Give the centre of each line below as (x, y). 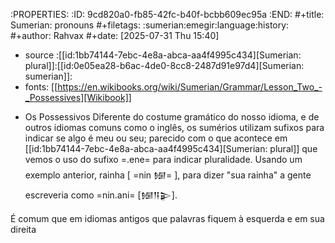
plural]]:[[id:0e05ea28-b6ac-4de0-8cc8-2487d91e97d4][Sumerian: (164, 65)
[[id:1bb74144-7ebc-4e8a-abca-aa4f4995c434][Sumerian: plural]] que (171, 148)
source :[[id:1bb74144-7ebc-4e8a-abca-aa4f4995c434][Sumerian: (163, 55)
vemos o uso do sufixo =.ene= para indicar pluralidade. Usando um (163, 159)
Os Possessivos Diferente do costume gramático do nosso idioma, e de (172, 117)
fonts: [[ (41, 87)
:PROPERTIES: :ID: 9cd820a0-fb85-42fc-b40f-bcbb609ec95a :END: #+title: (167, 14)
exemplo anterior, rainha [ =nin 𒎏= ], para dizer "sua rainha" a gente (168, 175)
